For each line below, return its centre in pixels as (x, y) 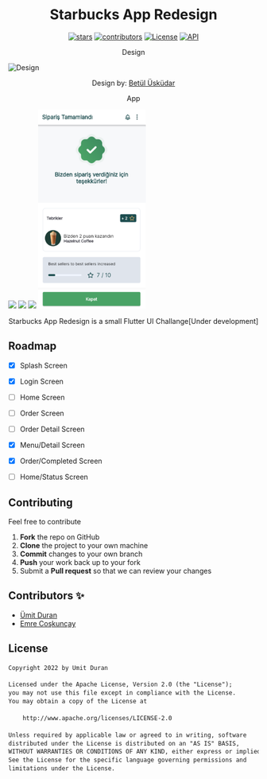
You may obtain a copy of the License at (78, 702)
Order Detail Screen (52, 429)
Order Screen (42, 413)
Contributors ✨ (46, 596)
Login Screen (41, 381)
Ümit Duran (39, 615)
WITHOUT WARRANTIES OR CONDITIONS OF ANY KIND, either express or (120, 752)
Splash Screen (43, 365)
